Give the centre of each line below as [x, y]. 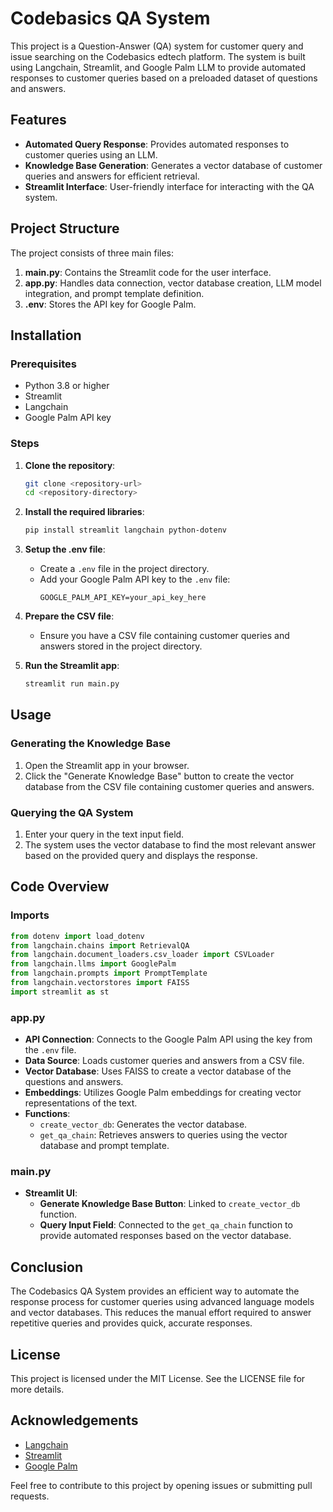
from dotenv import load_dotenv [77, 936]
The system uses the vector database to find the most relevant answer [170, 845]
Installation [46, 335]
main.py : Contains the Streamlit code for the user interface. [148, 272]
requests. [30, 1496]
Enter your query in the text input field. [104, 834]
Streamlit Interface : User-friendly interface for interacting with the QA [169, 186]
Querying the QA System [72, 812]
